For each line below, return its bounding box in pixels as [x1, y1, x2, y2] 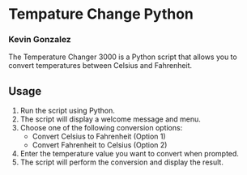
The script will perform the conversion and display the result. [19, 157, 224, 167]
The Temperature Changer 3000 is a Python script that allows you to [8, 52, 237, 62]
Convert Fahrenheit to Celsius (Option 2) [32, 140, 168, 150]
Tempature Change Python [8, 5, 194, 23]
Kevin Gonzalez [8, 34, 71, 45]
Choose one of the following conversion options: [19, 123, 183, 133]
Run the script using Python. [19, 106, 115, 116]
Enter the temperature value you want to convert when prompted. [19, 149, 239, 159]
